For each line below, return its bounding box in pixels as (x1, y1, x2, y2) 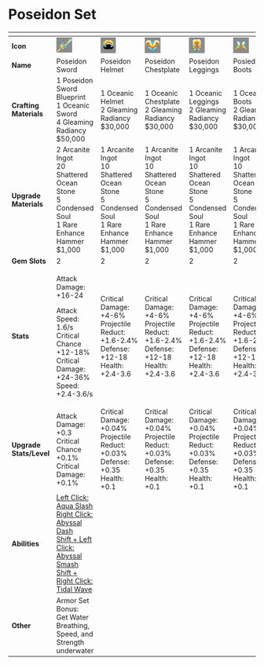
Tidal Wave (56, 585, 93, 594)
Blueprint (56, 93, 86, 102)
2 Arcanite (56, 145, 90, 155)
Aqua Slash (56, 501, 93, 511)
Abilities (11, 539, 39, 548)
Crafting (11, 100, 39, 111)
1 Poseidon (56, 76, 93, 86)
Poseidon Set (8, 5, 97, 24)
